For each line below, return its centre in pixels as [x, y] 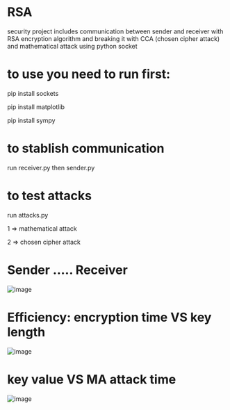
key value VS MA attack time [92, 379]
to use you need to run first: [89, 74]
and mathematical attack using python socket [72, 46]
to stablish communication [86, 148]
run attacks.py [28, 215]
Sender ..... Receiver [68, 270]
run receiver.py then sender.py [51, 167]
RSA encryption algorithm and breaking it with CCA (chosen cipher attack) [114, 38]
